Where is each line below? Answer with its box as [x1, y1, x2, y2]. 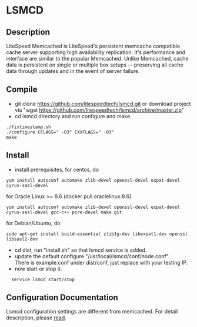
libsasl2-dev [6, 236, 38, 242]
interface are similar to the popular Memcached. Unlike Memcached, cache [6, 55, 189, 62]
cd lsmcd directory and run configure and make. [14, 112, 132, 119]
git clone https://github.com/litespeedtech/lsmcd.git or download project [14, 100, 191, 107]
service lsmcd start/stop [11, 276, 75, 282]
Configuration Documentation [6, 292, 119, 303]
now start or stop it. [14, 265, 62, 272]
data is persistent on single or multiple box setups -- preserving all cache [6, 61, 183, 68]
